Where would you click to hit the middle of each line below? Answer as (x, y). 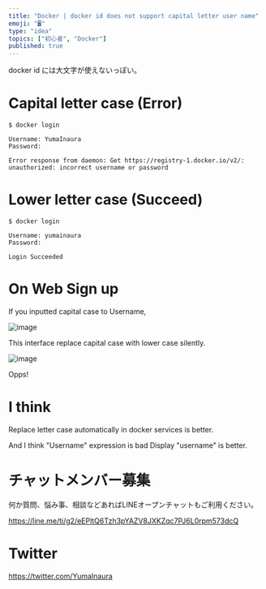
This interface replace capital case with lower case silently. (107, 342)
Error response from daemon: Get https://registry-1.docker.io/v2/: (127, 161)
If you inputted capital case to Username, (77, 311)
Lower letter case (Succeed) (106, 200)
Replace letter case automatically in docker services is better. (111, 429)
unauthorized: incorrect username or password (88, 168)
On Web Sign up (64, 289)
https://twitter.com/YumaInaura (61, 576)
